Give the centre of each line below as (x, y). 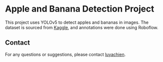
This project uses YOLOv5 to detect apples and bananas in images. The (77, 22)
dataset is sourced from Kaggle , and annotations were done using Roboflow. (82, 27)
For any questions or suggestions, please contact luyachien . (65, 54)
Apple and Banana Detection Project (80, 9)
